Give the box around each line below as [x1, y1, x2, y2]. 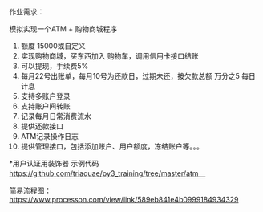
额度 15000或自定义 [20, 41, 87, 51]
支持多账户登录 [20, 92, 71, 100]
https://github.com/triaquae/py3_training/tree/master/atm [9, 169, 199, 178]
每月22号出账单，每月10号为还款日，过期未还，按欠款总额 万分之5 [20, 71, 240, 80]
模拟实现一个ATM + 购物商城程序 [9, 24, 118, 34]
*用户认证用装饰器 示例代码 [9, 159, 99, 168]
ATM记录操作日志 [20, 132, 79, 141]
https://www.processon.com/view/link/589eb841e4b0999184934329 [9, 195, 239, 204]
